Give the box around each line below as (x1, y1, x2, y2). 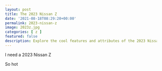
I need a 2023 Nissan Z (5, 52, 52, 57)
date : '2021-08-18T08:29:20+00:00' (5, 16, 77, 21)
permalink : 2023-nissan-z (5, 20, 57, 26)
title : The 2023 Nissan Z (5, 12, 57, 16)
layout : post (5, 7, 31, 12)
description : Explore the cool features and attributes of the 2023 (5, 39, 146, 43)
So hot (5, 61, 18, 67)
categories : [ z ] (5, 29, 42, 34)
